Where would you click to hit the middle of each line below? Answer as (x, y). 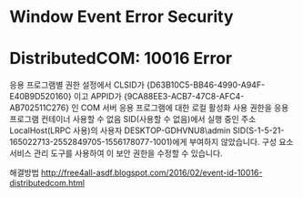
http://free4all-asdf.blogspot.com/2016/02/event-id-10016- (151, 173)
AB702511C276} (40, 108)
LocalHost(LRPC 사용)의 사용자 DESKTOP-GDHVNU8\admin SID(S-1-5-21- (147, 130)
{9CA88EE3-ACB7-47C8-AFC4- (184, 97)
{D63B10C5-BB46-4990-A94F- (206, 85)
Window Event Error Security (121, 17)
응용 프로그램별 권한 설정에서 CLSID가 (77, 85)
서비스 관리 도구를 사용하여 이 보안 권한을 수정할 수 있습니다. (116, 153)
